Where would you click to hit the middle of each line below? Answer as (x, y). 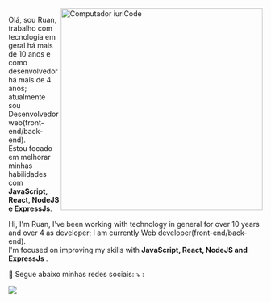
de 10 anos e (29, 54)
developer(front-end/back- (202, 233)
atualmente (27, 97)
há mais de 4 (30, 80)
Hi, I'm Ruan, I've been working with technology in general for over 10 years (134, 224)
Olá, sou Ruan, (33, 20)
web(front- (26, 123)
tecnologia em (32, 37)
